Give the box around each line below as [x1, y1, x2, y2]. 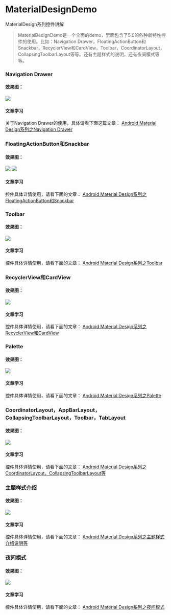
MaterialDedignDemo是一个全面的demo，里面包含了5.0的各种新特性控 [17, 32, 166, 38]
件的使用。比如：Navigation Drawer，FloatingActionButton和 [17, 38, 146, 44]
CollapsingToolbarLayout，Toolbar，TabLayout [5, 414, 126, 421]
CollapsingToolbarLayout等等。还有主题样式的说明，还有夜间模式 [17, 51, 156, 57]
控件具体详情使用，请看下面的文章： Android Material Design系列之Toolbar [5, 260, 163, 266]
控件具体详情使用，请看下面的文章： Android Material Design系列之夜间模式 [5, 604, 165, 610]
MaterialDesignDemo [5, 4, 97, 15]
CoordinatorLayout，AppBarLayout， [5, 406, 101, 414]
